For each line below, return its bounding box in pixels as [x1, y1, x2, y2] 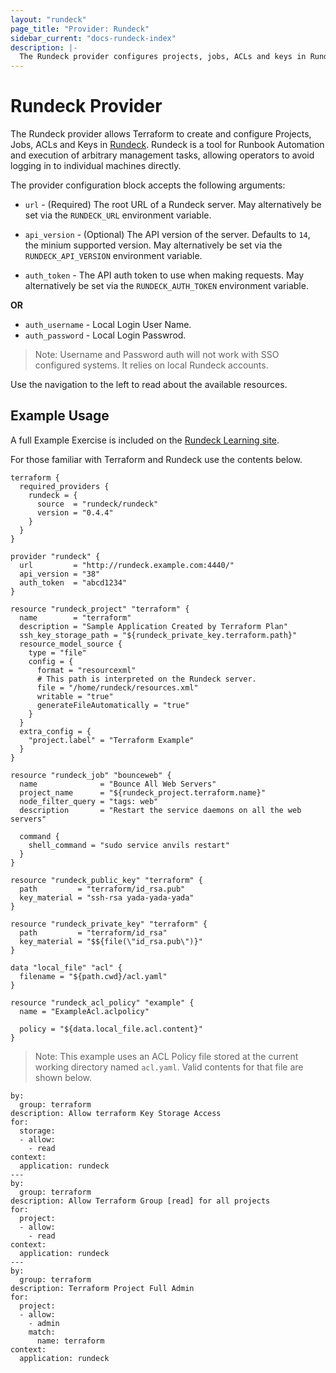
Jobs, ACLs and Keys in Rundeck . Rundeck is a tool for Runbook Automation [10, 139, 325, 151]
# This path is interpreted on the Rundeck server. [36, 674, 257, 684]
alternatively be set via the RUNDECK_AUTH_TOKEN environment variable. [24, 280, 309, 292]
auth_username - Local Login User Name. [24, 319, 192, 331]
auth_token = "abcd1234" [19, 577, 128, 588]
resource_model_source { [19, 639, 123, 649]
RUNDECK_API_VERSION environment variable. [24, 250, 203, 262]
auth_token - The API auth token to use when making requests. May [24, 269, 305, 281]
